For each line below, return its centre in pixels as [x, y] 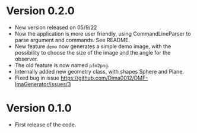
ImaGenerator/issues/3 [43, 84]
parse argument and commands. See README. [72, 40]
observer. [26, 59]
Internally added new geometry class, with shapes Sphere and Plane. [99, 71]
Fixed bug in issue [37, 78]
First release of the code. [45, 124]
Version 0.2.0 [41, 11]
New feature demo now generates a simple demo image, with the [93, 46]
